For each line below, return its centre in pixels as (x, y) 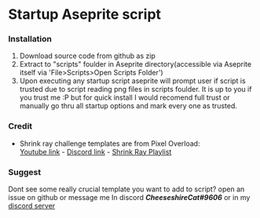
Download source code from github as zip (87, 56)
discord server (32, 206)
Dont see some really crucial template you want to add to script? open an (126, 189)
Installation (30, 39)
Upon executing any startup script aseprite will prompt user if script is (132, 81)
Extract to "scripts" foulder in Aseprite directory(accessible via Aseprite (135, 64)
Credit (20, 126)
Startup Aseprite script (85, 15)
